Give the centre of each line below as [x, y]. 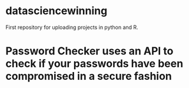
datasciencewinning [57, 11]
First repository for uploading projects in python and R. [72, 27]
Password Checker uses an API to [89, 51]
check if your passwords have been [94, 64]
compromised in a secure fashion [89, 76]
